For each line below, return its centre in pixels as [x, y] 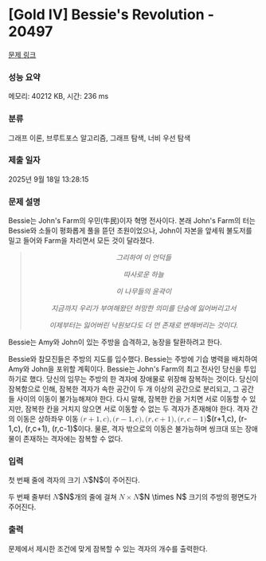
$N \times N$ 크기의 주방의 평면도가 [198, 497]
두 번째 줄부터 [30, 497]
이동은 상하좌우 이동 [47, 419]
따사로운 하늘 [144, 275]
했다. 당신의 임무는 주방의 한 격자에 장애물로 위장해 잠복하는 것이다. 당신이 [144, 379]
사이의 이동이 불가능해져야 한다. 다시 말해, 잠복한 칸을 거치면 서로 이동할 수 [132, 399]
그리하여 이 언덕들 [144, 257]
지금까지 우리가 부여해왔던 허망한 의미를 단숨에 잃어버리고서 [144, 308]
